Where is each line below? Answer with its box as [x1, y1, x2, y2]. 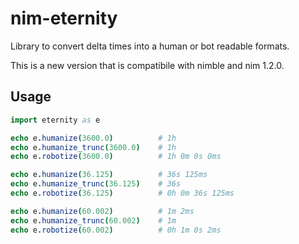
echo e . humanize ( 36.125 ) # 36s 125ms [10, 170, 208, 180]
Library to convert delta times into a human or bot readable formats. [10, 40, 290, 52]
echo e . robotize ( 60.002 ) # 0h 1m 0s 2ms [10, 225, 222, 235]
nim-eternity [10, 7, 118, 30]
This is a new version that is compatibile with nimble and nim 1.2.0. [10, 59, 285, 71]
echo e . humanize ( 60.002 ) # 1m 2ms [10, 206, 195, 216]
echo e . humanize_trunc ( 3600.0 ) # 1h [10, 142, 177, 152]
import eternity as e [10, 115, 101, 125]
